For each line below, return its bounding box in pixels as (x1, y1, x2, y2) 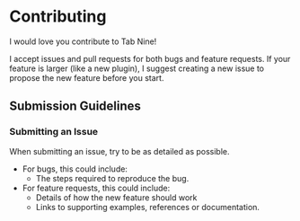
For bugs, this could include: (22, 164, 128, 174)
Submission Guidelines (9, 99, 142, 114)
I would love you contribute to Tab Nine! (9, 36, 157, 47)
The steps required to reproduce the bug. (35, 172, 190, 183)
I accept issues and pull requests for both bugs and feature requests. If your (9, 53, 291, 64)
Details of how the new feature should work (35, 191, 198, 203)
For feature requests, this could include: (22, 182, 171, 193)
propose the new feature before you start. (9, 72, 164, 83)
